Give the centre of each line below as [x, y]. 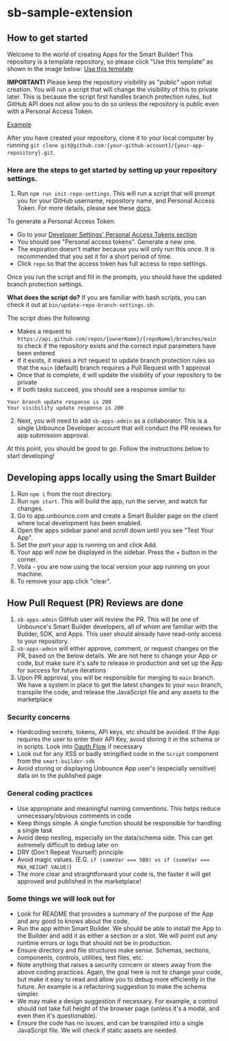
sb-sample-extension [70, 13]
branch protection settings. [45, 284]
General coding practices [50, 794]
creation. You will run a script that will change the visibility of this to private [113, 89]
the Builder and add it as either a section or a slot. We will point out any [117, 936]
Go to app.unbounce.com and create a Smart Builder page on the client [118, 516]
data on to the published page [59, 776]
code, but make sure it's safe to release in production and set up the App [120, 663]
